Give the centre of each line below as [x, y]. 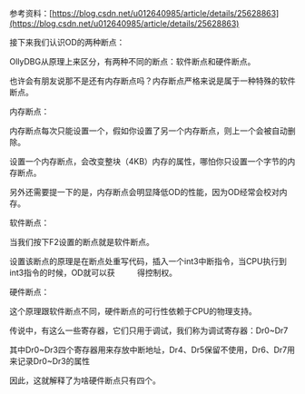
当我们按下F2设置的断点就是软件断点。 [82, 242]
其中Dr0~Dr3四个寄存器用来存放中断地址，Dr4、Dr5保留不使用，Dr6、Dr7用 [152, 350]
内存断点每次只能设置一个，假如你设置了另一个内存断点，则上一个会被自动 [148, 131]
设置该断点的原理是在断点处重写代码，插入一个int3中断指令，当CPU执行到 [148, 261]
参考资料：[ [31, 13]
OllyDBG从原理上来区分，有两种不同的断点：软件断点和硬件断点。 [133, 61]
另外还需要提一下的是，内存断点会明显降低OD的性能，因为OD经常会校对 [144, 192]
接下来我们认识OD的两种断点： [67, 42]
